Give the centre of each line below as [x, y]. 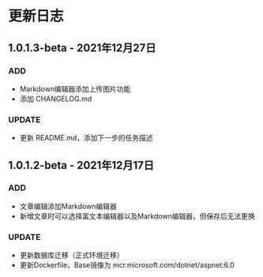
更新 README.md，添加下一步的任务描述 [86, 138]
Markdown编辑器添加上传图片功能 [75, 88]
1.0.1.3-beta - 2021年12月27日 [82, 48]
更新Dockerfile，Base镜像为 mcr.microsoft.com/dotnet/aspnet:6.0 [127, 265]
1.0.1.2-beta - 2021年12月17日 [81, 165]
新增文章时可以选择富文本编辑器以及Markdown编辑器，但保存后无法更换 [137, 216]
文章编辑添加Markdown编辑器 [68, 206]
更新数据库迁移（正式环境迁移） [71, 255]
